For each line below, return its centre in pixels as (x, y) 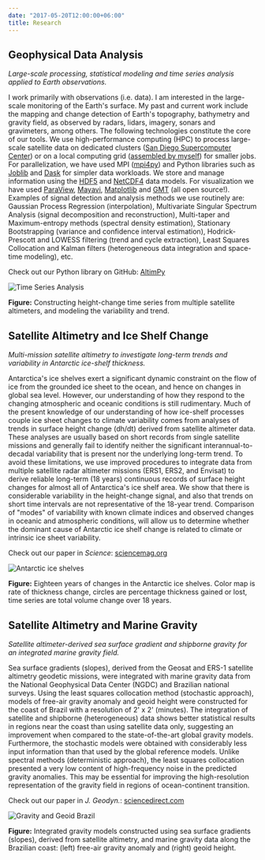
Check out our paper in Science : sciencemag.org (88, 553)
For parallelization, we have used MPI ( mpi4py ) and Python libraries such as (132, 165)
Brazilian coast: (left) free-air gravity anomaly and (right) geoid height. (122, 847)
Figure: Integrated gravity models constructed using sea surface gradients (129, 831)
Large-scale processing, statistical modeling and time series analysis (121, 74)
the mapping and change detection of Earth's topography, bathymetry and (129, 114)
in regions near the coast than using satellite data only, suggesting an (121, 726)
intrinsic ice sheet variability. (54, 538)
